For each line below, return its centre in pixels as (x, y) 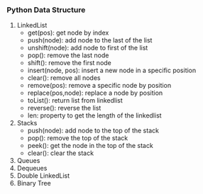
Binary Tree (34, 183)
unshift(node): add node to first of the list (88, 48)
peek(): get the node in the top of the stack (90, 146)
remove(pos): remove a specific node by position (99, 86)
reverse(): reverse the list (64, 108)
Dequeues (32, 169)
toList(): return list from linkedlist (75, 101)
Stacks (27, 123)
